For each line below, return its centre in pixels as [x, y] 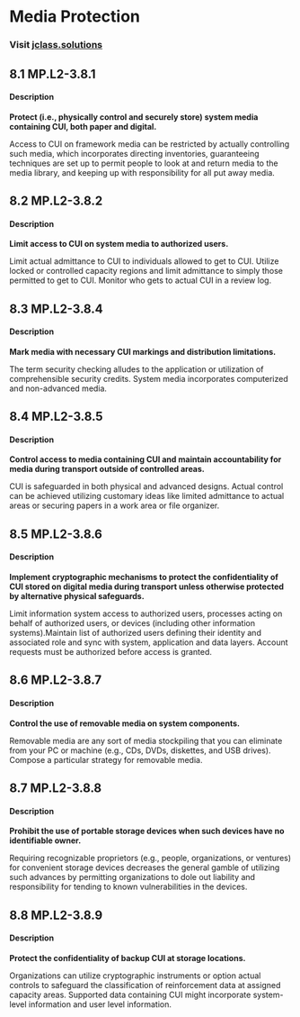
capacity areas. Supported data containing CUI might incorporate [130, 994]
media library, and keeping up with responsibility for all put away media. [142, 172]
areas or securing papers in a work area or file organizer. [115, 505]
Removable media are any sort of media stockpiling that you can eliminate [146, 740]
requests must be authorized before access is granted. [111, 652]
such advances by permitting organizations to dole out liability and [132, 877]
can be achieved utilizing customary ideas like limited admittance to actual [147, 496]
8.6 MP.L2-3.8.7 [55, 681]
